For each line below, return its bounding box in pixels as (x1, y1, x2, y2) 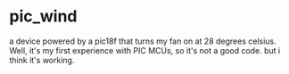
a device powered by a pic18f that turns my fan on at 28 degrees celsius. (9, 36, 277, 46)
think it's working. (9, 54, 75, 65)
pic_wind (9, 6, 78, 27)
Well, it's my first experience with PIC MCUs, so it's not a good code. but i (9, 45, 281, 55)
